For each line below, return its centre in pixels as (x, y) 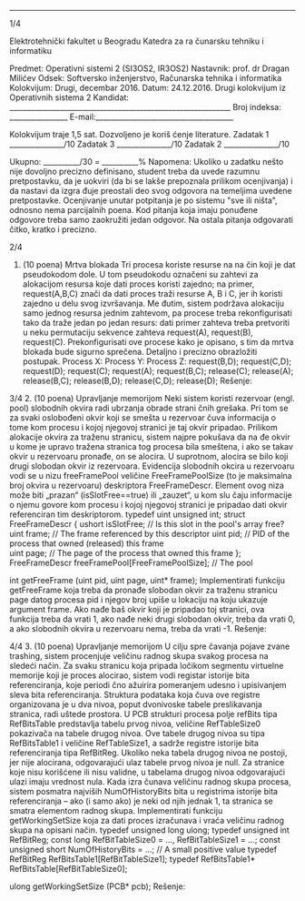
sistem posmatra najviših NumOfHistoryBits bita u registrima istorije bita (144, 791)
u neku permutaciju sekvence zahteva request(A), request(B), (138, 332)
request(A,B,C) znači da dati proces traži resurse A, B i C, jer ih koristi (152, 294)
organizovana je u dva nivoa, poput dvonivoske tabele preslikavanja (136, 704)
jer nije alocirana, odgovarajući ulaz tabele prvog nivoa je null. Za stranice (147, 762)
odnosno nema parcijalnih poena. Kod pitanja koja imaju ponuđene (134, 210)
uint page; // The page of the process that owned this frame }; (126, 553)
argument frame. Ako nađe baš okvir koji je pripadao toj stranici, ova (137, 609)
